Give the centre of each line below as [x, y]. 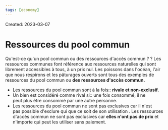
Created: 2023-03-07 [28, 24]
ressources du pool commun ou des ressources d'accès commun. [75, 80]
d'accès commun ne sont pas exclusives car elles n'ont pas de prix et [86, 116]
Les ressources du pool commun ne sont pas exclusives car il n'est [82, 106]
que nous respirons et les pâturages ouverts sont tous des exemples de [80, 75]
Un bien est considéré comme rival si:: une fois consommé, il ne [79, 95]
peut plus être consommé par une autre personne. [65, 100]
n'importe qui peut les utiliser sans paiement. [59, 122]
